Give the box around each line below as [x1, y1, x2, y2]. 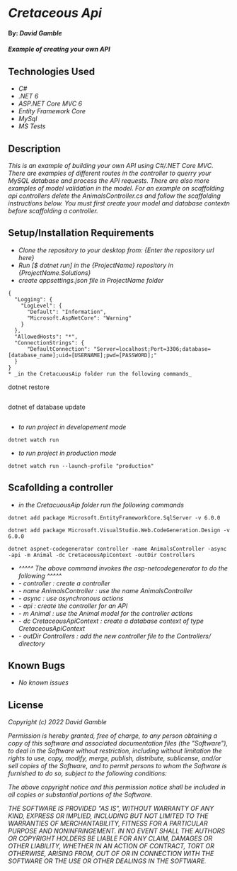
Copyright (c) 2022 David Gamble [8, 718, 107, 726]
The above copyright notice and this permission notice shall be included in [8, 783, 226, 792]
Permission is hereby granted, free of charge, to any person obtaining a [8, 731, 218, 740]
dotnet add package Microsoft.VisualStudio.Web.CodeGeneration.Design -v [8, 527, 231, 534]
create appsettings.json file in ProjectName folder [18, 276, 164, 284]
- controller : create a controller [18, 579, 110, 588]
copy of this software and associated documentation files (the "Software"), [8, 739, 229, 748]
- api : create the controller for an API [18, 601, 128, 610]
